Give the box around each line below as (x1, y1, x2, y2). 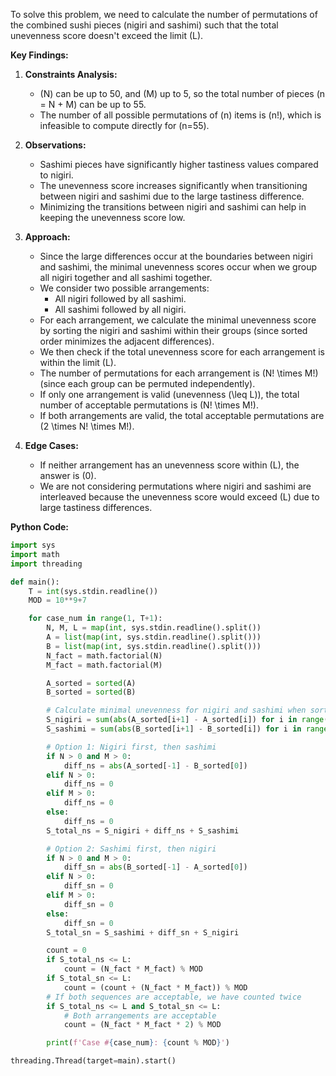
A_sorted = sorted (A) (46, 678, 137, 688)
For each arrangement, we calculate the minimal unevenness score (39, 314, 317, 326)
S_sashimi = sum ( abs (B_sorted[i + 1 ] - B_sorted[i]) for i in (46, 724, 302, 734)
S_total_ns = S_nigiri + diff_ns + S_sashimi (46, 825, 240, 836)
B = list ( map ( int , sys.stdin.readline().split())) (46, 641, 262, 651)
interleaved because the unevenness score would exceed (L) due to (39, 491, 320, 503)
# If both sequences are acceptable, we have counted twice (46, 992, 302, 1002)
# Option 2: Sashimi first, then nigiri (46, 844, 217, 854)
